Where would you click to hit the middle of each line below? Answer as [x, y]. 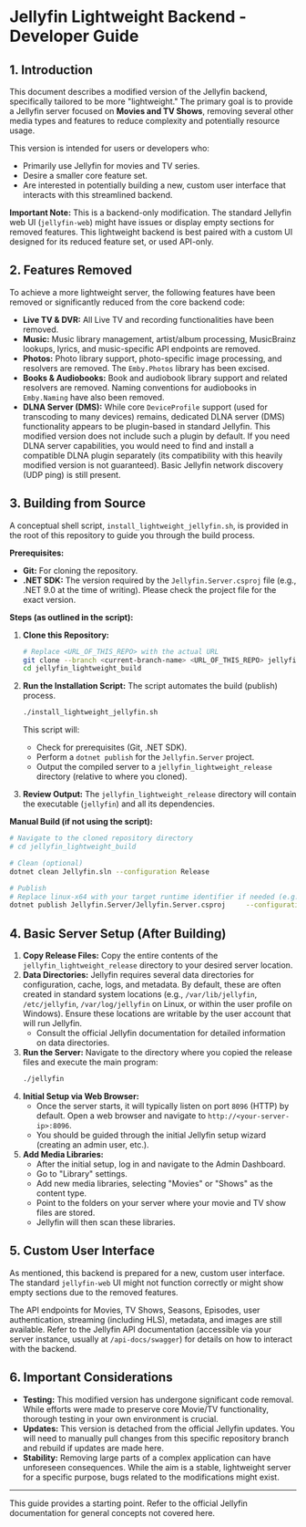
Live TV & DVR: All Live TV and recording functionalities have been [148, 319]
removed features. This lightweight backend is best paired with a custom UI [151, 232]
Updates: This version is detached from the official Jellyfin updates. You [159, 1428]
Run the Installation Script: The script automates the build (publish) [150, 686]
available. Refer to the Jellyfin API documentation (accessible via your [141, 1329]
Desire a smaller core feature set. [85, 176]
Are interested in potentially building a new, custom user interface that [154, 185]
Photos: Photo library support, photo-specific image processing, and [152, 358]
